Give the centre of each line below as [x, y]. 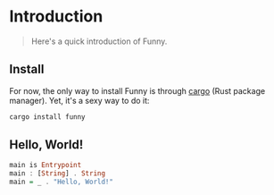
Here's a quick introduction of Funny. [99, 41]
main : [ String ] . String [57, 174]
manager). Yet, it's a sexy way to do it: [79, 100]
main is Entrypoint [46, 165]
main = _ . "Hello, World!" [62, 182]
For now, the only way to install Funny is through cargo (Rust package [137, 90]
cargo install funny [48, 117]
